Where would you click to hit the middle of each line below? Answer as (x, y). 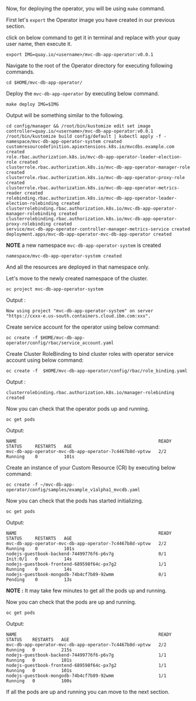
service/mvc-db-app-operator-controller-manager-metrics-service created (98, 229)
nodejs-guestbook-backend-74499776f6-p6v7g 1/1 (86, 655)
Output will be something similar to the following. (65, 115)
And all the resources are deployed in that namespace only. (78, 267)
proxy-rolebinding (28, 224)
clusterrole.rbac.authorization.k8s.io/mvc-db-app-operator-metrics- (93, 188)
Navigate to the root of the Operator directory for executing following (89, 65)
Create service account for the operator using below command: (83, 327)
